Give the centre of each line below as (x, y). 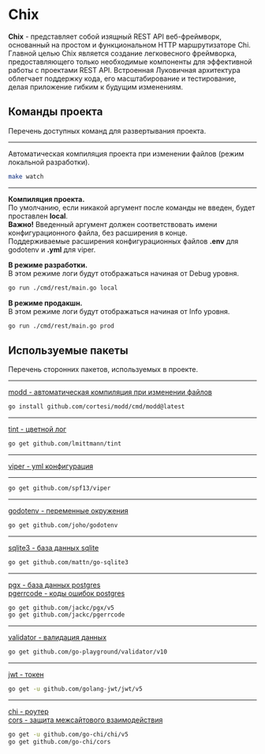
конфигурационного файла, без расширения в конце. (98, 233)
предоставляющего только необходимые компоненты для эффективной (130, 62)
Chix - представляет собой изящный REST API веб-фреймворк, (115, 36)
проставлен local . (38, 216)
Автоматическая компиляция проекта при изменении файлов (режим (126, 153)
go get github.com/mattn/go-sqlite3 (68, 562)
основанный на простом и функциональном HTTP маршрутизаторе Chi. (129, 44)
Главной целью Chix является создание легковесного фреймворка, (123, 53)
